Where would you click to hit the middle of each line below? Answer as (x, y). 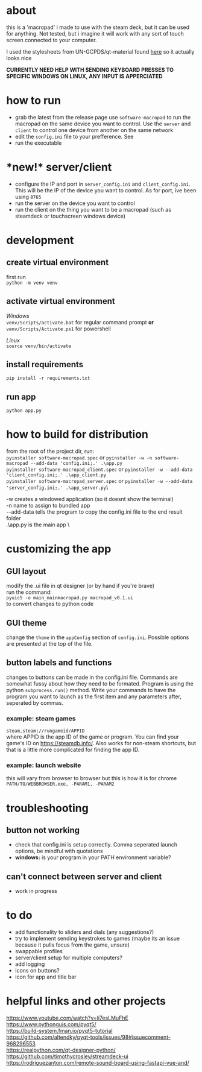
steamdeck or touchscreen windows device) (70, 216)
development (40, 240)
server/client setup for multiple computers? (68, 958)
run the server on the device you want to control (75, 203)
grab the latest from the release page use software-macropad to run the (103, 117)
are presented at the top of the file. (50, 644)
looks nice (19, 58)
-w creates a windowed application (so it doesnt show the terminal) (90, 499)
